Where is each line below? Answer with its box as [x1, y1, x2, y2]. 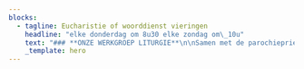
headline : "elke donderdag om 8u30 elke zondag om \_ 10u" [25, 30, 245, 39]
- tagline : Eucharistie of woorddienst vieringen [16, 22, 208, 30]
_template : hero [25, 47, 87, 56]
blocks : [8, 13, 38, 22]
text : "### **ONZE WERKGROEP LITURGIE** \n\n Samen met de [25, 38, 245, 47]
